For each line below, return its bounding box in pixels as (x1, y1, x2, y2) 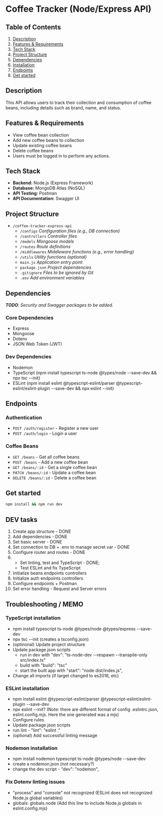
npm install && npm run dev (5, 502, 63, 507)
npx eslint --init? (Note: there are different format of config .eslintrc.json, (12, 707, 159, 713)
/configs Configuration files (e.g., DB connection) (20, 228, 120, 234)
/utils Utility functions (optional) (20, 254, 87, 260)
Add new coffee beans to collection (12, 137, 84, 143)
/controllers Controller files (20, 233, 77, 239)
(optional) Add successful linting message (12, 733, 98, 739)
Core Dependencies (5, 314, 54, 321)
